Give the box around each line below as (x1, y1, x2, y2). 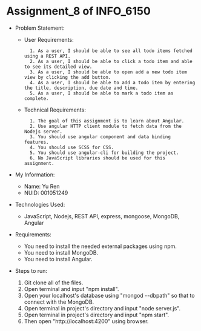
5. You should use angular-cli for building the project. (29, 150, 179, 156)
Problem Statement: (15, 24, 65, 32)
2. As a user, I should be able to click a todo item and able (29, 58, 193, 64)
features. (24, 139, 50, 145)
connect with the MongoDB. (24, 298, 94, 306)
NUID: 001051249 (24, 189, 68, 196)
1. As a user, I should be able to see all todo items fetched (29, 47, 193, 54)
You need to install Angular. (24, 255, 93, 262)
